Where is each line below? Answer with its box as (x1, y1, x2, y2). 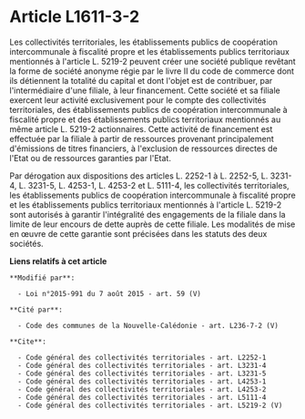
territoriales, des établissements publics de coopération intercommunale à (9, 104, 289, 115)
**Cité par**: (9, 305, 64, 314)
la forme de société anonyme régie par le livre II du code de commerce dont (9, 66, 294, 77)
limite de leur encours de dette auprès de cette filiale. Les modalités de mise (9, 219, 296, 230)
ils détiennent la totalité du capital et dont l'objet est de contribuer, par (9, 75, 273, 86)
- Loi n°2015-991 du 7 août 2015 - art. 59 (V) (17, 289, 202, 298)
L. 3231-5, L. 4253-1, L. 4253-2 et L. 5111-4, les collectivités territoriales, (18, 179, 290, 190)
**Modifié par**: (9, 273, 76, 282)
